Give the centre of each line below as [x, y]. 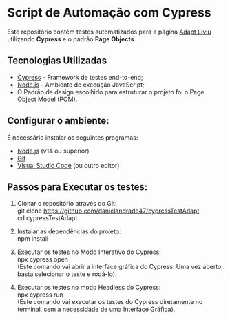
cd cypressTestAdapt [47, 218]
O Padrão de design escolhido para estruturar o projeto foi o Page [111, 92]
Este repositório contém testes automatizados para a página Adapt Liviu [109, 32]
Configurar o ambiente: [58, 121]
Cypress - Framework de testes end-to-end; [80, 77]
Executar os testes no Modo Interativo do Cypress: [89, 252]
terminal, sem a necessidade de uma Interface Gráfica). [96, 309]
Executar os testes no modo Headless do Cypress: [89, 288]
